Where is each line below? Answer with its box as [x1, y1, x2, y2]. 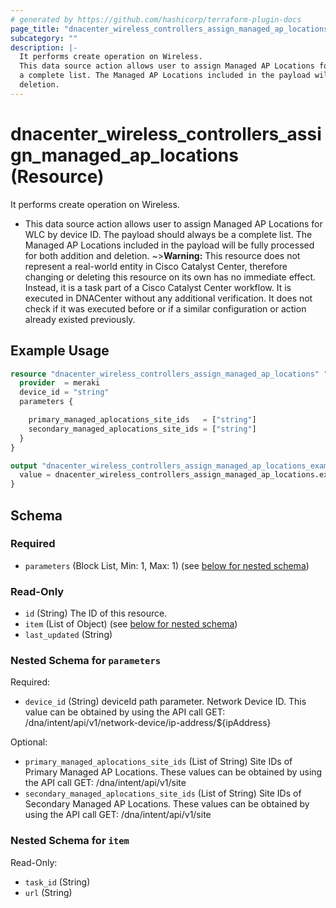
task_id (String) [24, 876, 91, 888]
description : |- [10, 42, 78, 53]
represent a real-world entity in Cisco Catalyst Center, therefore [24, 260, 288, 272]
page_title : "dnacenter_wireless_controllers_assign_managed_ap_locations [10, 24, 329, 34]
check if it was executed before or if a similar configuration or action [24, 302, 307, 315]
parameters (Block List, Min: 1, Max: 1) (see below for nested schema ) [24, 559, 310, 571]
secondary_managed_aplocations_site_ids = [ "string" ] [28, 424, 257, 434]
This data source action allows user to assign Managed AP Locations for [24, 217, 323, 230]
